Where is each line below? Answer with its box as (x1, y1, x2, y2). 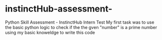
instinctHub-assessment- (5, 3, 113, 14)
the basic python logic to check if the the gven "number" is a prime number (5, 24, 158, 30)
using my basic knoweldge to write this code (5, 29, 95, 35)
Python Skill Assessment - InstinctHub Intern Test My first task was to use (5, 19, 155, 25)
